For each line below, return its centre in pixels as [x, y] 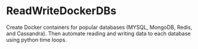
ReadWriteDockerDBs [61, 11]
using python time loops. [37, 40]
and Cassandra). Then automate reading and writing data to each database [98, 33]
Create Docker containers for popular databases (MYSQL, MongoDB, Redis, [99, 27]
